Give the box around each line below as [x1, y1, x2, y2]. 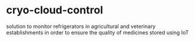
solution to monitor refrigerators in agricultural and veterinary [6, 23, 156, 30]
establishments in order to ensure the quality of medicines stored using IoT [6, 29, 189, 36]
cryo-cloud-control [6, 3, 104, 17]
